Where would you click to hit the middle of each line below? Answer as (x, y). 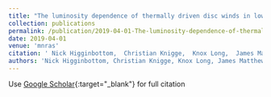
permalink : (27, 31)
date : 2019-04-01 (38, 38)
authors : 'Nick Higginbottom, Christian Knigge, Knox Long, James (122, 61)
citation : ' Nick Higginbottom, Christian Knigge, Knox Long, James (131, 53)
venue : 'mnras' (34, 46)
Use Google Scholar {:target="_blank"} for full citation (97, 84)
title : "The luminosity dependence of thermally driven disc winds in (129, 16)
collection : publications (52, 23)
